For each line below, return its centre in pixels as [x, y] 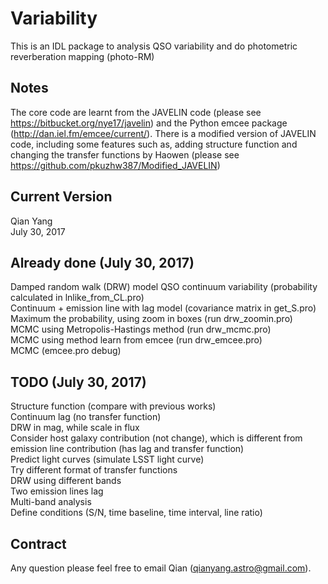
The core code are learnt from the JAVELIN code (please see [136, 112]
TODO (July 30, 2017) [78, 382]
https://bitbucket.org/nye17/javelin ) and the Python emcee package [149, 123]
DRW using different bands [66, 481]
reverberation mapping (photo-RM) [82, 56]
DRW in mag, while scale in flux [75, 428]
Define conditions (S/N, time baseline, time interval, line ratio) [136, 513]
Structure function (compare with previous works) [113, 406]
